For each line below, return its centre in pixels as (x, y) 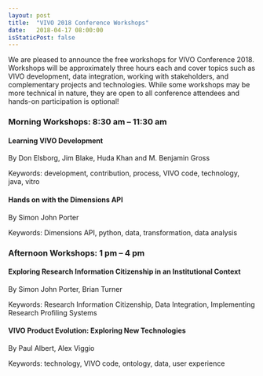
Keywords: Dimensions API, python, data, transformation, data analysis (123, 232)
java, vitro (24, 182)
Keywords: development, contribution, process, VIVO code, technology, (124, 173)
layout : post (29, 15)
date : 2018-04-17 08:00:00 (56, 30)
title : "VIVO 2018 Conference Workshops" (79, 23)
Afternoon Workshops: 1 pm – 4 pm (77, 253)
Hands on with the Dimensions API (66, 199)
